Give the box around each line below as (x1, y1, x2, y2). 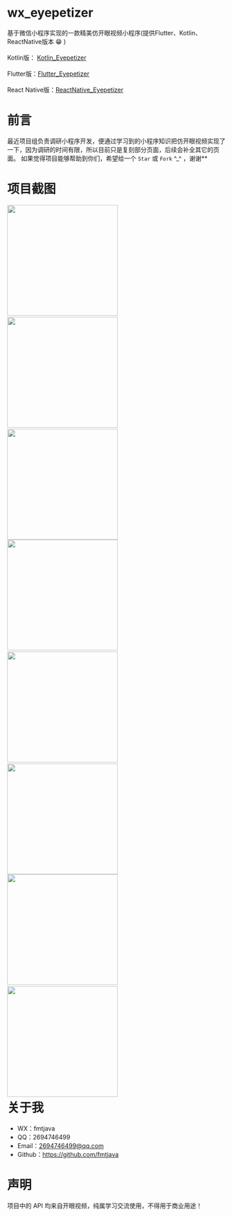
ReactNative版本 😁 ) (7, 37, 66, 46)
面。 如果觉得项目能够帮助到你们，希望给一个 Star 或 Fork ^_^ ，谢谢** (7, 154, 208, 163)
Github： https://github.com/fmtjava (17, 1150, 119, 1158)
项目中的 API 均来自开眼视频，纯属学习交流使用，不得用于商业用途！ (7, 1201, 203, 1210)
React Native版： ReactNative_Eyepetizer (7, 85, 123, 94)
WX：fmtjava (17, 1124, 55, 1133)
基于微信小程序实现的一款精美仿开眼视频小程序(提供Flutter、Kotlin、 (7, 28, 202, 37)
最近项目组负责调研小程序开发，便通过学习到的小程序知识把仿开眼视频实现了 (7, 137, 226, 145)
